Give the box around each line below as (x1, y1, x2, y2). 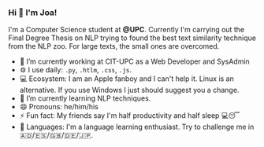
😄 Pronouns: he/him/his (19, 102, 99, 112)
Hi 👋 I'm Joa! (8, 7, 58, 18)
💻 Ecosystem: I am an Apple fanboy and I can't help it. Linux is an (19, 74, 235, 83)
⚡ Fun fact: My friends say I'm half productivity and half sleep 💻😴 (19, 111, 240, 120)
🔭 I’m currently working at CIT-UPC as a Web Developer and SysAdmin (19, 57, 250, 66)
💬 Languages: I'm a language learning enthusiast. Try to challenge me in (19, 122, 255, 132)
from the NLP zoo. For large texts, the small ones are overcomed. (8, 42, 220, 51)
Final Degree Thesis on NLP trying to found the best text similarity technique (8, 33, 256, 42)
